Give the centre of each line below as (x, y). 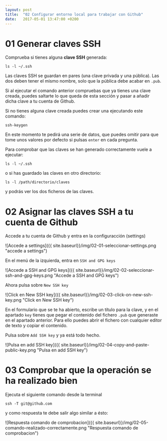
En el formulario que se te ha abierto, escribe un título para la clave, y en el (82, 310)
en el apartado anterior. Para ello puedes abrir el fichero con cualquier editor (83, 320)
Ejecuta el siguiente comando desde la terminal (54, 395)
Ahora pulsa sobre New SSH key (37, 285)
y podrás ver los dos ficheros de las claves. (50, 192)
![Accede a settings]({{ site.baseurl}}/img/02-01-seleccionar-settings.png (81, 246)
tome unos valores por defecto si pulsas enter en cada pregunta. (72, 140)
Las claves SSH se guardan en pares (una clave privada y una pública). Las (82, 76)
